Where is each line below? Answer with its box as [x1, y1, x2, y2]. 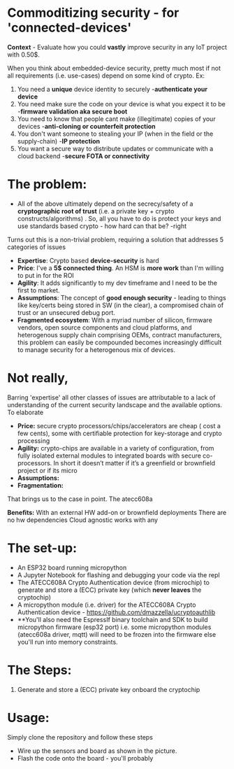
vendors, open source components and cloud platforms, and [17, 323, 192, 332]
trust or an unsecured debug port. [17, 308, 115, 316]
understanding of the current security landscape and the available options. [7, 400, 222, 409]
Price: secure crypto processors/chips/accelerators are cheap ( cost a [17, 421, 221, 430]
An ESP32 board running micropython [17, 563, 127, 572]
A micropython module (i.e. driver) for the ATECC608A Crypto [17, 600, 196, 609]
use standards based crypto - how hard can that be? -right [17, 222, 187, 230]
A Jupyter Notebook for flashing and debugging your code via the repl [17, 570, 220, 579]
